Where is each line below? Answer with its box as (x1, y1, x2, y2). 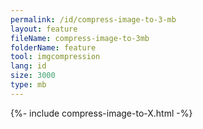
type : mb (10, 80, 47, 90)
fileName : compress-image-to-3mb (10, 33, 150, 43)
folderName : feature (10, 42, 97, 53)
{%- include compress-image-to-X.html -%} (10, 107, 193, 119)
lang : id (10, 61, 47, 71)
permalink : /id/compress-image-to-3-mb (10, 14, 177, 25)
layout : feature (10, 24, 78, 34)
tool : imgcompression (10, 52, 101, 62)
